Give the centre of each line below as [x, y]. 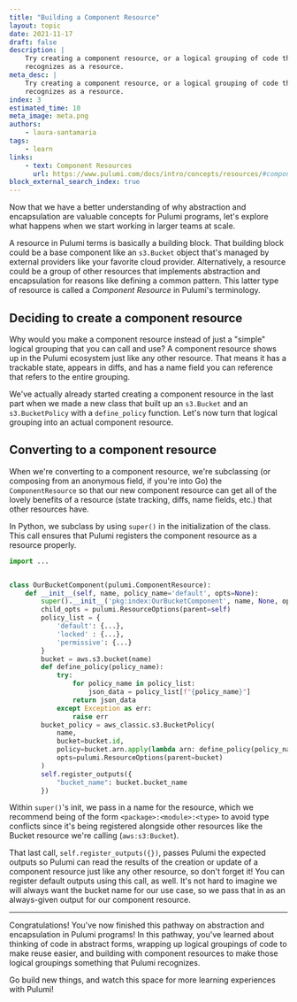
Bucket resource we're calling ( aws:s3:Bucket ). [94, 836]
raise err [90, 717]
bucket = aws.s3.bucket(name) [96, 659]
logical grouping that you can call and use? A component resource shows [143, 348]
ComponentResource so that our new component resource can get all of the [143, 490]
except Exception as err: [104, 708]
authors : [25, 125]
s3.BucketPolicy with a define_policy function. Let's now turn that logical [144, 412]
